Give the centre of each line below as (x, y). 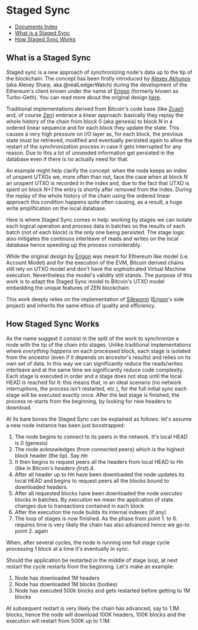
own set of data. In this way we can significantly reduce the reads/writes (95, 363)
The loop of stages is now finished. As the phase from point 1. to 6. (96, 518)
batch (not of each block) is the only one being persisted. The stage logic (95, 232)
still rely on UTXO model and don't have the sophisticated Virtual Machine (96, 269)
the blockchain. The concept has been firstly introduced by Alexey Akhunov (98, 78)
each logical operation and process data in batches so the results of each (95, 226)
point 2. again (31, 531)
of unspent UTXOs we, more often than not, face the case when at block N (97, 177)
